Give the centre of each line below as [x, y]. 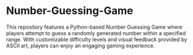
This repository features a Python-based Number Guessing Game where [94, 27]
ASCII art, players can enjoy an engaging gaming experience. [81, 46]
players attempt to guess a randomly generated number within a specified [96, 33]
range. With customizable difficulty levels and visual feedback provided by [97, 39]
